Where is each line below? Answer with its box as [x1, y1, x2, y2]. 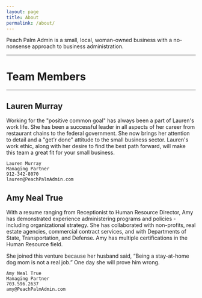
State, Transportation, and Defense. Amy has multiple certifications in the [6, 234, 188, 241]
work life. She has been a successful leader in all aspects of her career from [6, 123, 195, 131]
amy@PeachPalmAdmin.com [6, 286, 66, 292]
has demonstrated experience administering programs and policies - [6, 215, 176, 222]
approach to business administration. [32, 43, 124, 50]
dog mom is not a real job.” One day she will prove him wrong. [6, 258, 160, 265]
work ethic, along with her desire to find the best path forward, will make [6, 143, 186, 150]
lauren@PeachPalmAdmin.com [6, 176, 74, 182]
